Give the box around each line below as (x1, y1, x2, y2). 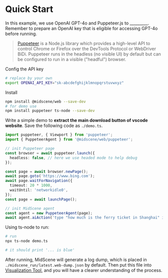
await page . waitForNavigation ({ (5, 178, 72, 183)
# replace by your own (5, 75, 52, 80)
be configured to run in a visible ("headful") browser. (17, 56, 126, 62)
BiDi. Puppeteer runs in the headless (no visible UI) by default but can (17, 51, 161, 57)
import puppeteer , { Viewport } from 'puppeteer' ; (5, 132, 113, 137)
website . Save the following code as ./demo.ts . (5, 122, 103, 128)
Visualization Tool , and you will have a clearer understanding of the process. (5, 267, 162, 273)
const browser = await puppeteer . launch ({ (5, 150, 95, 155)
